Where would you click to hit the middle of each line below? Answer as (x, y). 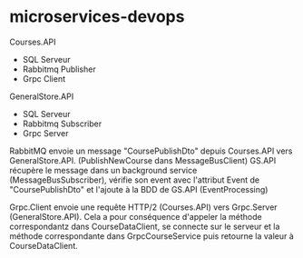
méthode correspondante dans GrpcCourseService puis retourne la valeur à (152, 236)
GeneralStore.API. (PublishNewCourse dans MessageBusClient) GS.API (143, 160)
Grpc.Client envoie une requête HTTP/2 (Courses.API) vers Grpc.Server (144, 207)
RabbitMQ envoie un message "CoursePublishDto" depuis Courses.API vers (151, 151)
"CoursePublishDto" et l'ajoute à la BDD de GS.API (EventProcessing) (139, 189)
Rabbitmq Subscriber (62, 124)
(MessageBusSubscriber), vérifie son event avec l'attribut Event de (135, 180)
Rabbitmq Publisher (59, 69)
